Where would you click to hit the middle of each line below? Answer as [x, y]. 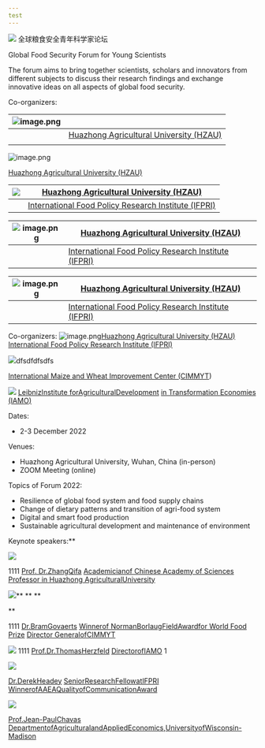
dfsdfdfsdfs [35, 360]
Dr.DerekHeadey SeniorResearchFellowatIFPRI [84, 681]
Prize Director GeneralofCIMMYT [62, 634]
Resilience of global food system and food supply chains [112, 501]
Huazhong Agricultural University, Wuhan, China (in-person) [118, 461]
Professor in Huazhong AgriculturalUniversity [82, 579]
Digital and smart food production [74, 517]
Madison [22, 736]
